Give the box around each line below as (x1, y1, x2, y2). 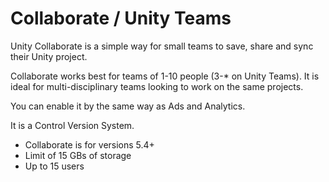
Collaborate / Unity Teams (10, 7, 232, 30)
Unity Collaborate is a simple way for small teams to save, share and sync (10, 40, 314, 52)
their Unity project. (10, 50, 88, 62)
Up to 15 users (24, 160, 85, 172)
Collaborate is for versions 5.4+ (24, 138, 155, 151)
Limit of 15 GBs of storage (24, 149, 132, 161)
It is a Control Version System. (10, 119, 135, 131)
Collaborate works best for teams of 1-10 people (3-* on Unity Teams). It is (10, 70, 320, 82)
